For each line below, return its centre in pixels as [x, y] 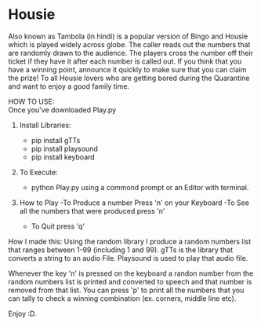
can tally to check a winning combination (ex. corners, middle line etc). [122, 298]
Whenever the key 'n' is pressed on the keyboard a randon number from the [131, 273]
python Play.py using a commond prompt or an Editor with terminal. [140, 187]
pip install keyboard [63, 157]
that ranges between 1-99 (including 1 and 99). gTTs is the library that [121, 250]
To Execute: [38, 172]
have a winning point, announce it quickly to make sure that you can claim [127, 69]
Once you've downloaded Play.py [62, 110]
